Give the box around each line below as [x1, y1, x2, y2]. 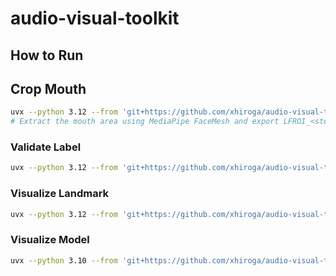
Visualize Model [10, 233, 90, 247]
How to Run [10, 47, 84, 64]
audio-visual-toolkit [10, 7, 180, 30]
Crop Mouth [10, 80, 87, 97]
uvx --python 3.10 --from [10, 255, 118, 266]
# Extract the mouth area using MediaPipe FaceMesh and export [10, 117, 280, 127]
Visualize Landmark [10, 187, 110, 201]
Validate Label [10, 140, 82, 154]
